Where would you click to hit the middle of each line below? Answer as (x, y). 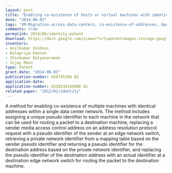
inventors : (17, 44)
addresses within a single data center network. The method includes (78, 111)
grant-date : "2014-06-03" (33, 72)
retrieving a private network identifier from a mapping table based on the (82, 139)
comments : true (21, 29)
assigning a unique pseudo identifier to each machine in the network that (82, 117)
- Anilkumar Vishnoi (27, 48)
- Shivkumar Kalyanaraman (33, 58)
